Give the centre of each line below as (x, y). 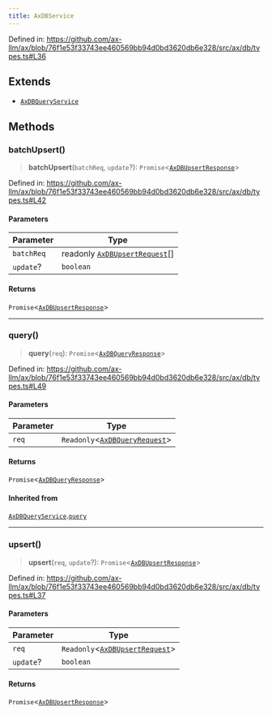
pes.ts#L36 (28, 56)
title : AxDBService (41, 16)
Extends (30, 82)
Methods (32, 126)
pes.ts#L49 (28, 386)
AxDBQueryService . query (48, 516)
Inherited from (33, 498)
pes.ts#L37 (27, 595)
